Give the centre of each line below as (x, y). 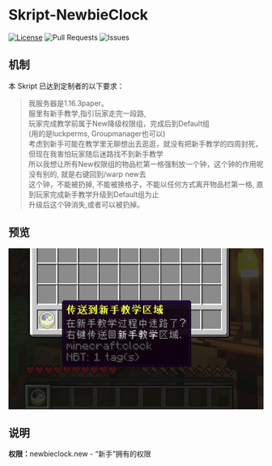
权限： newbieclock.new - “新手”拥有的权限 (80, 454)
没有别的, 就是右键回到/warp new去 (87, 174)
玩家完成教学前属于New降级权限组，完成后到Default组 (119, 123)
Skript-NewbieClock (78, 15)
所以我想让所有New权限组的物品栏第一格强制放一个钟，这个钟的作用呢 (146, 164)
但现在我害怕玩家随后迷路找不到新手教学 (96, 154)
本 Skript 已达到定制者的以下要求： (66, 86)
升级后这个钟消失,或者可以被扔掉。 (86, 204)
